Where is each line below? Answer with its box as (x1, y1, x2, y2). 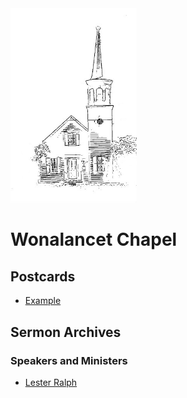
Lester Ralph (24, 376, 78, 388)
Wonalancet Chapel (10, 228, 178, 251)
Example (24, 295, 62, 307)
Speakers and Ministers (10, 353, 128, 367)
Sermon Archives (10, 323, 122, 341)
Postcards (10, 268, 76, 285)
